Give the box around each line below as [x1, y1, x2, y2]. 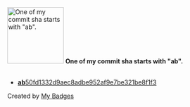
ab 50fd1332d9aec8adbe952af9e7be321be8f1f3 [17, 78, 157, 87]
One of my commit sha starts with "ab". [65, 57, 184, 65]
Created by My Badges [7, 92, 74, 100]
